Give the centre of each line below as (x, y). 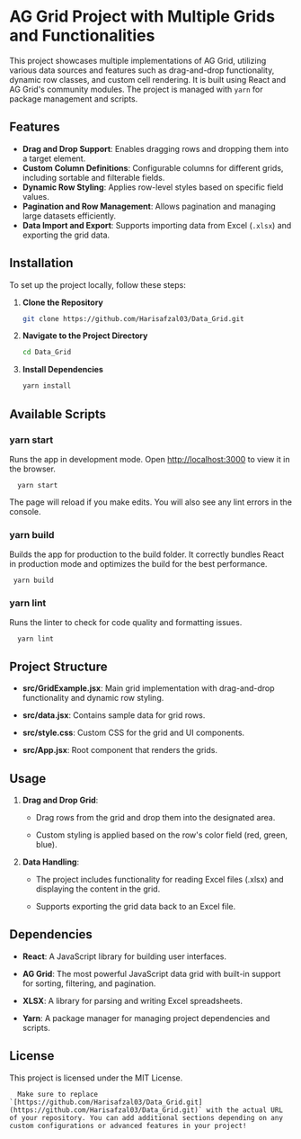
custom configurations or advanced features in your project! (128, 1126)
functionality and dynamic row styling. (93, 698)
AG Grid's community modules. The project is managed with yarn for (136, 89)
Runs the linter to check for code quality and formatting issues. (126, 623)
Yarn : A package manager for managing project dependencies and (146, 1018)
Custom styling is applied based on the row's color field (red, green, (161, 835)
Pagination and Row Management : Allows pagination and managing (149, 206)
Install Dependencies (62, 370)
